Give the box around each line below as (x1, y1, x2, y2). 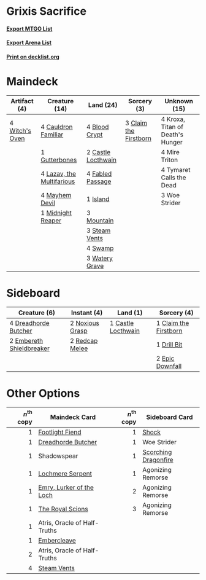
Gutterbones (40, 155, 77, 164)
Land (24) (88, 100, 118, 109)
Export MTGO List (6, 25, 53, 32)
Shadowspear (38, 452, 78, 460)
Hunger (161, 138, 183, 146)
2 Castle (86, 147, 111, 156)
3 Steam (86, 226, 111, 235)
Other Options (6, 386, 80, 401)
